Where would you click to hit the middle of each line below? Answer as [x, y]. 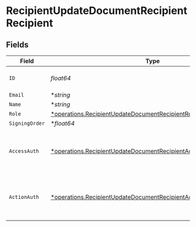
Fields [17, 45]
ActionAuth [24, 197]
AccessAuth [24, 151]
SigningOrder [27, 123]
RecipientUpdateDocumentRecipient [97, 11]
